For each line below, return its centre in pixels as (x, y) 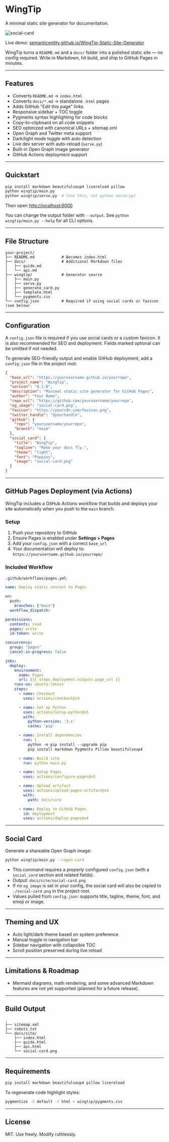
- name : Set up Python (42, 708)
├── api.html (28, 1047)
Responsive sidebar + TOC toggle (48, 112)
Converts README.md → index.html (47, 96)
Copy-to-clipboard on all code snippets (53, 122)
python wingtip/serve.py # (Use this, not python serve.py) (71, 196)
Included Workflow (29, 567)
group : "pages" (26, 647)
